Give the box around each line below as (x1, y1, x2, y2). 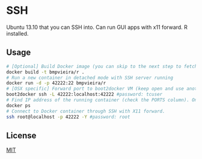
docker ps (6, 102, 31, 108)
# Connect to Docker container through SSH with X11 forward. (6, 108, 165, 114)
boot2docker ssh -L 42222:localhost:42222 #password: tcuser (6, 92, 163, 98)
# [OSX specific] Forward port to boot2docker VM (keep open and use (6, 86, 185, 92)
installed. (6, 30, 29, 37)
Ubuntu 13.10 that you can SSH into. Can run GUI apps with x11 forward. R (6, 23, 188, 31)
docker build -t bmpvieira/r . (6, 69, 85, 75)
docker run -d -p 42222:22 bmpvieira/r (6, 80, 106, 86)
